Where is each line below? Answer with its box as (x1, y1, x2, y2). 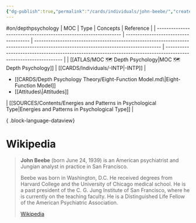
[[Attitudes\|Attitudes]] (14, 88, 69, 95)
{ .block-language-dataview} (6, 117, 75, 124)
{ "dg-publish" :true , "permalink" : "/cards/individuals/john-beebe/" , (6, 8, 174, 15)
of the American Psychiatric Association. (20, 199, 118, 206)
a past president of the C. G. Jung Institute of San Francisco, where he (20, 186, 190, 193)
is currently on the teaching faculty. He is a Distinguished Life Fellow (20, 193, 185, 200)
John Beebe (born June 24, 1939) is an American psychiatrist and (20, 156, 179, 163)
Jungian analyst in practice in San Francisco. (20, 163, 128, 170)
